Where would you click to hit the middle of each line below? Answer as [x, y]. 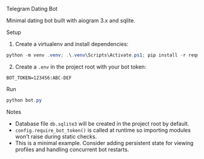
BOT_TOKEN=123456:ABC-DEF [39, 78]
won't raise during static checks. [56, 137]
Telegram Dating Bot [32, 9]
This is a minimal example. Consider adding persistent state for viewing [104, 143]
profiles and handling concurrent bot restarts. [72, 149]
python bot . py [24, 100]
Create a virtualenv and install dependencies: [72, 44]
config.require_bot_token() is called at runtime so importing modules [103, 130]
